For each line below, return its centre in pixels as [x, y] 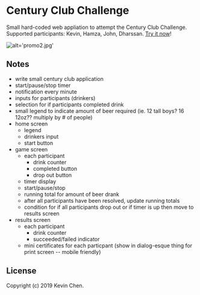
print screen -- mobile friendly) [62, 252]
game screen [31, 149]
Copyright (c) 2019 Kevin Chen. [45, 285]
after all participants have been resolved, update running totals [102, 200]
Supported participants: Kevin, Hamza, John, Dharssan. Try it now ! [89, 33]
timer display [40, 181]
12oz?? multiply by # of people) [54, 117]
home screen [31, 124]
